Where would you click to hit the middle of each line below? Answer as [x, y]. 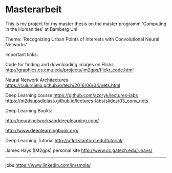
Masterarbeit [34, 9]
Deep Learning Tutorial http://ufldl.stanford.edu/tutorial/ [64, 140]
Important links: [22, 54]
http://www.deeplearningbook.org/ [42, 130]
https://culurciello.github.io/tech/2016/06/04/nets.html [63, 85]
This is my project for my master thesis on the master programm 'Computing [86, 24]
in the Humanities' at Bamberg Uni [41, 29]
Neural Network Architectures [37, 80]
